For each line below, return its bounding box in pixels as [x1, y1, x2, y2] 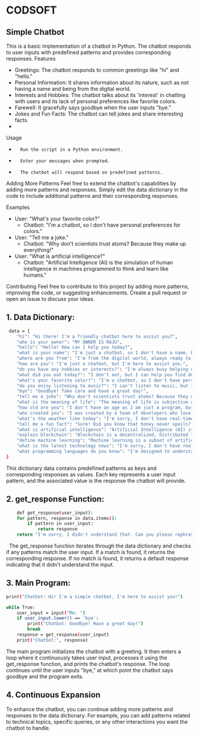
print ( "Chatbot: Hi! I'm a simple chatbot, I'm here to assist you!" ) [6, 594, 183, 599]
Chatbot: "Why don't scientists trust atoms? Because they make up [23, 240, 187, 247]
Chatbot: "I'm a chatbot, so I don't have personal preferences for [23, 221, 181, 228]
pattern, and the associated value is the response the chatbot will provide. [6, 477, 186, 484]
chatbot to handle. [6, 724, 51, 731]
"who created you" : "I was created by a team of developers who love [16, 410, 192, 416]
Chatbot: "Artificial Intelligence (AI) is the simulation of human [23, 259, 173, 266]
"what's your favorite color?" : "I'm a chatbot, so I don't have [16, 377, 181, 383]
